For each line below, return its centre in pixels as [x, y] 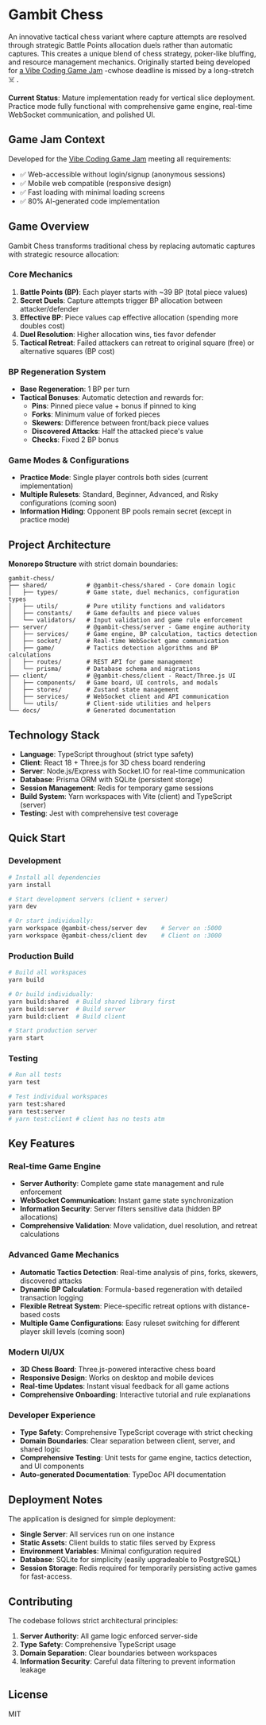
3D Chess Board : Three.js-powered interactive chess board [118, 1370]
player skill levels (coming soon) [72, 1331]
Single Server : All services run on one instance [97, 1534]
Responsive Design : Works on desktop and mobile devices [117, 1378]
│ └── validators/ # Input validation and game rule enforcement [126, 620]
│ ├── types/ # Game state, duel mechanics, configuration [124, 593]
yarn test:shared [37, 1104]
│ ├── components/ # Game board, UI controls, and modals [113, 683]
